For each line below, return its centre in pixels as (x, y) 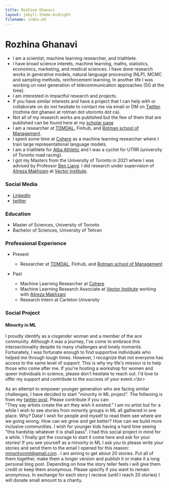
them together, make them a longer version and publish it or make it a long (82, 459)
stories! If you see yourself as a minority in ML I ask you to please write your (84, 442)
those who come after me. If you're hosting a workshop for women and (79, 368)
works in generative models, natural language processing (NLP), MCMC (87, 74)
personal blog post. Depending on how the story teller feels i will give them (83, 464)
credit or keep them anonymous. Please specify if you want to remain (77, 470)
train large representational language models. (60, 144)
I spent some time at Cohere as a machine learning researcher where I (86, 139)
